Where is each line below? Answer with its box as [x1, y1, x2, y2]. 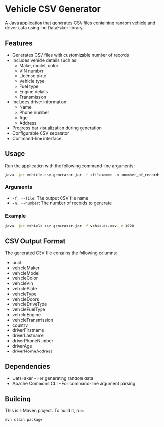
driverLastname [12, 332, 44, 338]
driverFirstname [12, 327, 44, 333]
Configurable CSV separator [12, 130, 69, 136]
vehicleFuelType [12, 306, 45, 312]
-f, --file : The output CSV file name [12, 195, 89, 201]
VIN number [19, 68, 44, 74]
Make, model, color [19, 62, 59, 68]
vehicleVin [12, 280, 33, 286]
